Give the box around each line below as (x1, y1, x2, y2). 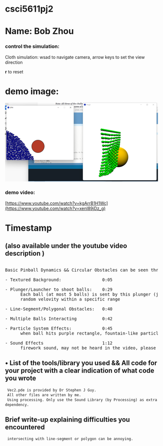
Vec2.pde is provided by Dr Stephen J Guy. (7, 388, 97, 392)
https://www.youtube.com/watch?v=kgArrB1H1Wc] (6, 200, 108, 206)
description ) (5, 249, 45, 258)
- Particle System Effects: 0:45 (5, 325, 113, 331)
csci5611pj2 (5, 3, 53, 15)
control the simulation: (5, 43, 60, 50)
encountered (5, 423, 45, 431)
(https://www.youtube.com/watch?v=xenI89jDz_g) (5, 205, 106, 211)
